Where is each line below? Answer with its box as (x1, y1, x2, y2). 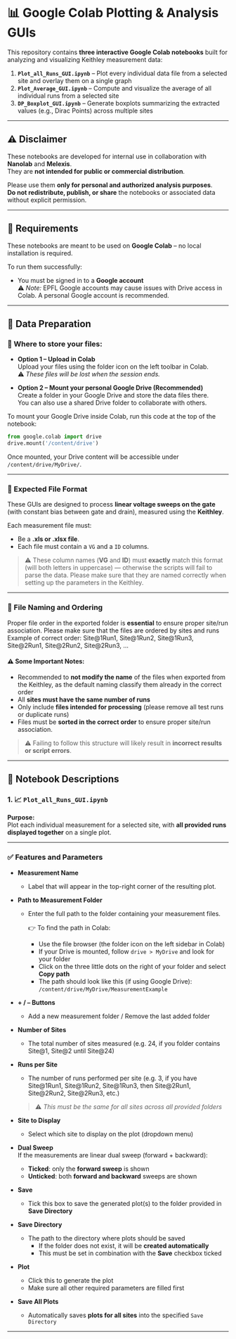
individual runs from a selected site (17, 91, 119, 100)
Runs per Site (17, 1060, 58, 1069)
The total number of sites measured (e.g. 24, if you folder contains (27, 1039, 221, 1048)
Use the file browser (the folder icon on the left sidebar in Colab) (38, 939, 225, 948)
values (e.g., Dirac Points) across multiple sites (17, 106, 153, 115)
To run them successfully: (7, 262, 83, 271)
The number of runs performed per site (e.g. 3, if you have (27, 1074, 197, 1082)
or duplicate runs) (17, 710, 70, 718)
